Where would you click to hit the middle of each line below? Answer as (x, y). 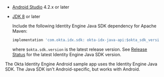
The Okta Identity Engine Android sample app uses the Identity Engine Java (81, 64)
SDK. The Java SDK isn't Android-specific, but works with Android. (73, 69)
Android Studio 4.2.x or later (41, 7)
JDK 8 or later (26, 16)
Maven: (20, 31)
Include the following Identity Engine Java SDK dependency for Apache (84, 26)
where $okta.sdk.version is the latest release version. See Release (80, 49)
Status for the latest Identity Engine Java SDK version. (67, 54)
